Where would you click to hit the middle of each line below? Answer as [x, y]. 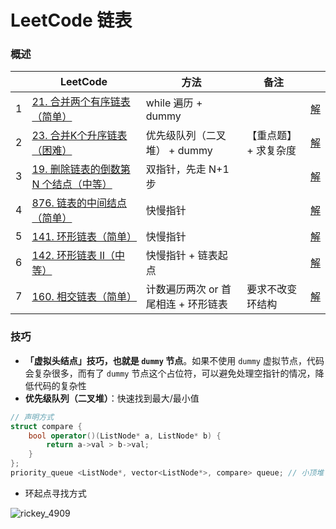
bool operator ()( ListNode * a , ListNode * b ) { [125, 436]
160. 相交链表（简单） [84, 297]
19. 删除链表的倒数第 [81, 169]
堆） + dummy [179, 151]
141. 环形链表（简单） [84, 237]
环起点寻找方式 [55, 493]
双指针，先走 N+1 [187, 169]
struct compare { [46, 426]
